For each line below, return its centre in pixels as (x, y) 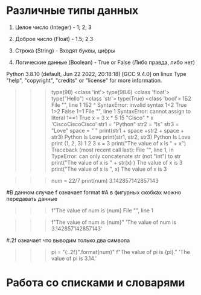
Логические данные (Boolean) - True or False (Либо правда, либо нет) (105, 62)
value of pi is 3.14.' (74, 258)
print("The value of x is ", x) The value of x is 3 (109, 169)
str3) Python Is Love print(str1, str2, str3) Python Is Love (121, 137)
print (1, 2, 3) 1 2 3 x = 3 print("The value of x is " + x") (119, 143)
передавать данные (32, 198)
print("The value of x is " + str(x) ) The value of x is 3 (117, 162)
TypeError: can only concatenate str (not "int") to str (116, 156)
